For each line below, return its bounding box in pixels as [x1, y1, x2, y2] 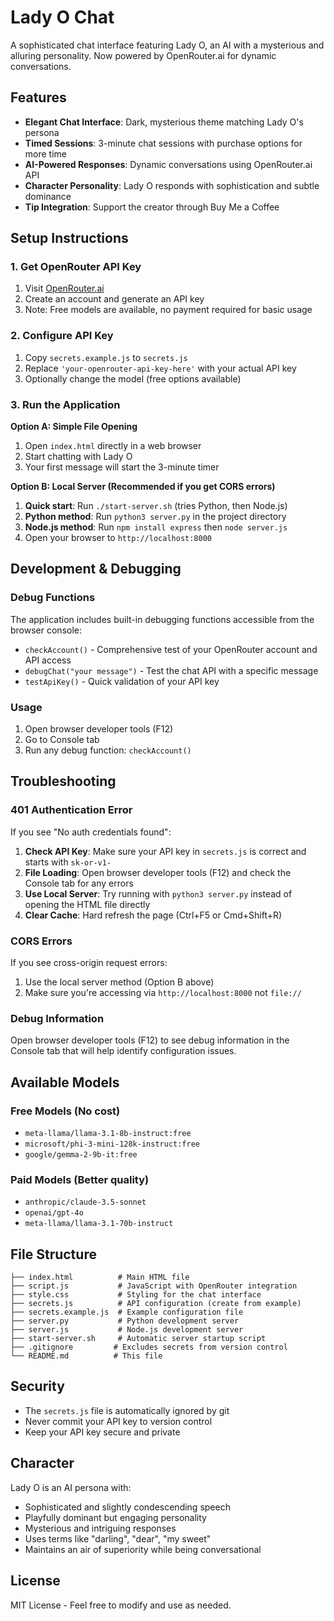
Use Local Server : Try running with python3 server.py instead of [24, 887, 293, 900]
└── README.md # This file [10, 1351, 163, 1361]
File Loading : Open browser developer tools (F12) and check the [24, 866, 292, 878]
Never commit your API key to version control [24, 1415, 213, 1427]
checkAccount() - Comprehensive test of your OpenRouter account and [24, 643, 318, 655]
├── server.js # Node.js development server [10, 1325, 244, 1335]
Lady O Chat [10, 6, 115, 29]
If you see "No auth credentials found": [10, 826, 172, 838]
